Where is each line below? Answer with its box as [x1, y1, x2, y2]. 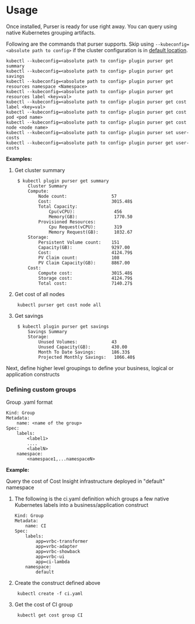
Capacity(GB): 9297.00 [38, 244, 130, 251]
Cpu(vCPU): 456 [48, 208, 123, 214]
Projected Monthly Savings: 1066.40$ [38, 354, 135, 360]
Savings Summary [27, 328, 67, 334]
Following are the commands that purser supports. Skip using [6, 40, 154, 47]
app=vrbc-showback [36, 548, 81, 555]
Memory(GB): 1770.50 [48, 214, 133, 220]
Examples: [6, 155, 32, 162]
